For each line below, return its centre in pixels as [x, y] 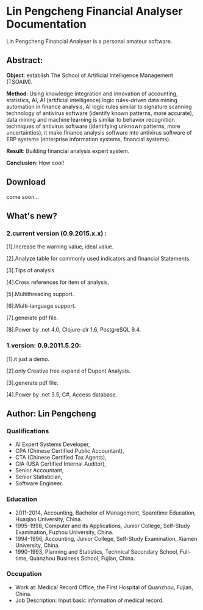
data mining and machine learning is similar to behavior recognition [91, 119]
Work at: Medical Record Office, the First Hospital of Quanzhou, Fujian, [104, 587]
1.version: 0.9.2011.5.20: [44, 346]
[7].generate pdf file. [32, 318]
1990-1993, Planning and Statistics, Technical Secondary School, [97, 551]
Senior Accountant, [39, 471]
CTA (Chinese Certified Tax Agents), [61, 458]
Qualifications [28, 431]
